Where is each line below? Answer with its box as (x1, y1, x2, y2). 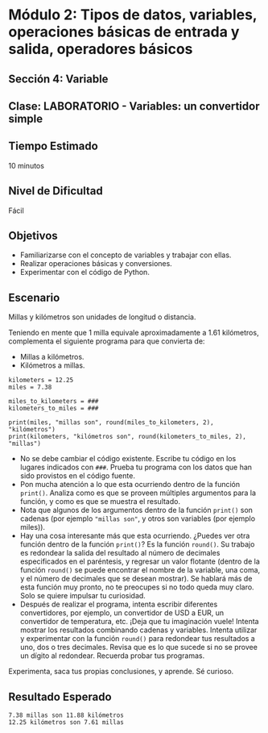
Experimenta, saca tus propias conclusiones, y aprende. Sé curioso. (8, 667, 234, 677)
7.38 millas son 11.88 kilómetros (8, 711, 125, 719)
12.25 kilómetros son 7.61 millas (8, 718, 125, 727)
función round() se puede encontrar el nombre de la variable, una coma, (19, 565, 261, 575)
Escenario (8, 290, 60, 304)
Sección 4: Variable (8, 72, 109, 85)
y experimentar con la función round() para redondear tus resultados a (19, 634, 255, 643)
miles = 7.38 (8, 383, 52, 392)
